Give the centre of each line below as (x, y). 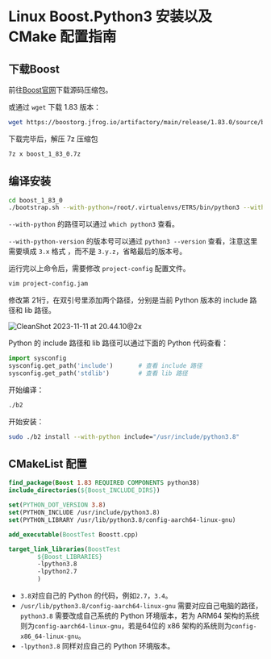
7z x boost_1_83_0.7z (45, 154)
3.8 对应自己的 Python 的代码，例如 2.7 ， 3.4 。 (96, 595)
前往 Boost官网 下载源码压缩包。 (60, 90)
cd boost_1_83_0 (35, 200)
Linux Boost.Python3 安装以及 (110, 17)
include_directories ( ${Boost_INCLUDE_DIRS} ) (84, 490)
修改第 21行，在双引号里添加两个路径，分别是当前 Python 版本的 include (128, 300)
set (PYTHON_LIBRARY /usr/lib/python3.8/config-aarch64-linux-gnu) (122, 520)
